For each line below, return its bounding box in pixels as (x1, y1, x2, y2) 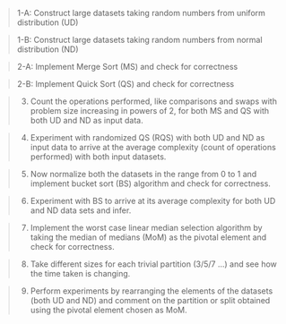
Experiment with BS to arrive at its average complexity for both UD (30, 196, 276, 206)
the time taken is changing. (30, 269, 131, 278)
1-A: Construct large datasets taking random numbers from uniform (16, 8, 266, 18)
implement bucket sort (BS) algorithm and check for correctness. (30, 178, 271, 189)
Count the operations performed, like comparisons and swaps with (30, 96, 277, 107)
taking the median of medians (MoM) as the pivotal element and (30, 232, 267, 243)
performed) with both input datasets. (30, 151, 167, 162)
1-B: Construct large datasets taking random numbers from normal (16, 35, 263, 45)
